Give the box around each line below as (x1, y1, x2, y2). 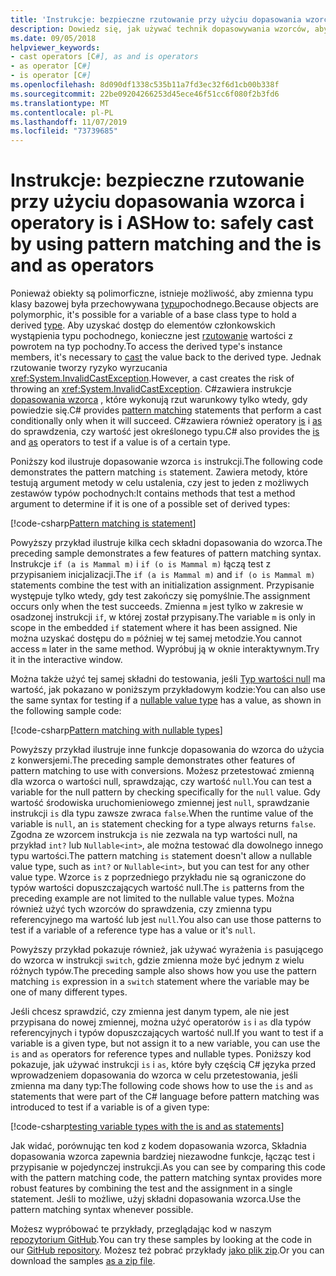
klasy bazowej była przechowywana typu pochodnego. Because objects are (10, 298, 319, 310)
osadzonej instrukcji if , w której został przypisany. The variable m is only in (10, 611, 316, 623)
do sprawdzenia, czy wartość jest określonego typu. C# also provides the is (10, 426, 320, 438)
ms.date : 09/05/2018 (10, 33, 97, 43)
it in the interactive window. (10, 654, 123, 666)
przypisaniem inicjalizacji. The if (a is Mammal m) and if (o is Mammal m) (10, 569, 316, 581)
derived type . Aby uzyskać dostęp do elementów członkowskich (10, 319, 276, 331)
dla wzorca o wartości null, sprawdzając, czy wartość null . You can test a (10, 776, 312, 788)
